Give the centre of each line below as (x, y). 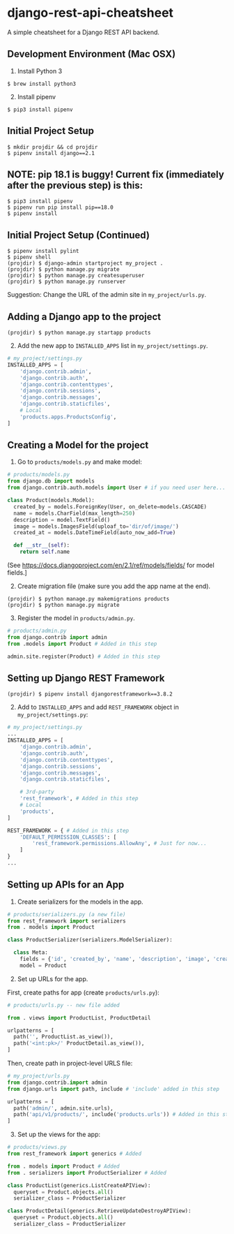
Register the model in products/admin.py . (76, 618)
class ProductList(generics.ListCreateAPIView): (79, 1185)
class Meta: (31, 953)
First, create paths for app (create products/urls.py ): (84, 992)
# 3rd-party (37, 792)
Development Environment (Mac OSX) (92, 54)
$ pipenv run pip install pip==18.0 (60, 207)
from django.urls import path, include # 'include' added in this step (113, 1089)
